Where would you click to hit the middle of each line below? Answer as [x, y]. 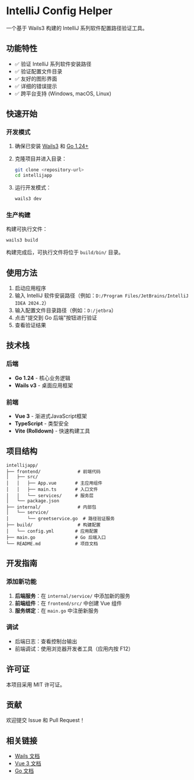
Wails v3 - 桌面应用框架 [44, 385]
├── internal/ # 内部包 [51, 507]
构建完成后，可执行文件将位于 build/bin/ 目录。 [65, 252]
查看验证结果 [30, 325]
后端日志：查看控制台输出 [46, 641]
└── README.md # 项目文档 [52, 544]
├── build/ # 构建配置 [54, 525]
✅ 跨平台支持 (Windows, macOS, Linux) [63, 94]
